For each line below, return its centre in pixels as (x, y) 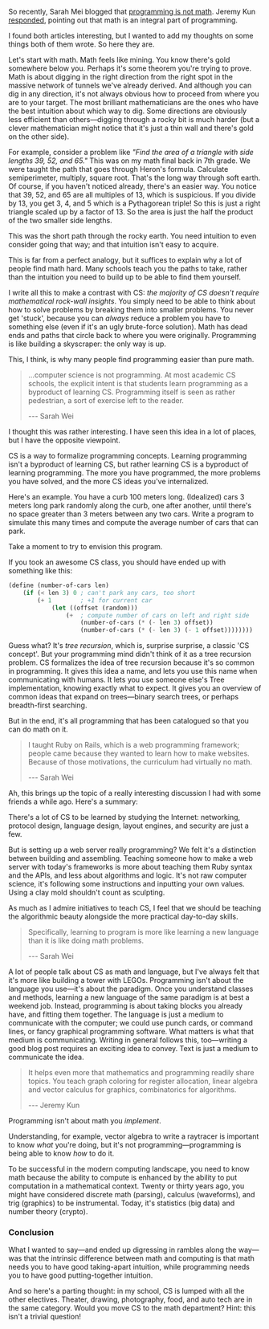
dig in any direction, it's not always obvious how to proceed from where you (134, 94)
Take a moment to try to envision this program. (86, 546)
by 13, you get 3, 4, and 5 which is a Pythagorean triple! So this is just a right (134, 203)
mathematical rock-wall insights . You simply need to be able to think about (132, 301)
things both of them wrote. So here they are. (82, 44)
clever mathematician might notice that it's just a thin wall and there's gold (131, 128)
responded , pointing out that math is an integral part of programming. (123, 20)
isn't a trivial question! (45, 1317)
